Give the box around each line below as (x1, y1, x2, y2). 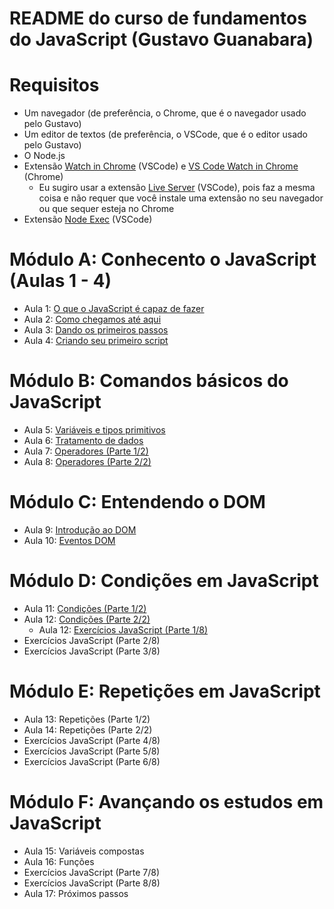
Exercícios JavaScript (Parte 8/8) (23, 877, 161, 889)
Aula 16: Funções (23, 855, 95, 867)
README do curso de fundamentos (9, 7, 307, 30)
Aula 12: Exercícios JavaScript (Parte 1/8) (38, 623, 209, 636)
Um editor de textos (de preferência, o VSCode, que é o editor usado (23, 128, 308, 141)
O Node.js (23, 150, 66, 162)
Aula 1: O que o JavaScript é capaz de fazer (23, 303, 205, 315)
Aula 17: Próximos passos (23, 887, 129, 899)
